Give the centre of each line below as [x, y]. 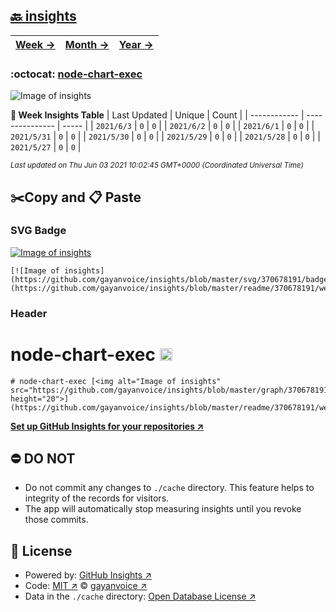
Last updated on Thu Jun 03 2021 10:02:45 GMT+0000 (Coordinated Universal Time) [157, 165]
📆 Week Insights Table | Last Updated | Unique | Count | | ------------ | [157, 115]
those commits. [56, 520]
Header [29, 313]
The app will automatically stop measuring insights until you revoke [163, 509]
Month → [87, 44]
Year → [136, 44]
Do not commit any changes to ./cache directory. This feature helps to [169, 488]
